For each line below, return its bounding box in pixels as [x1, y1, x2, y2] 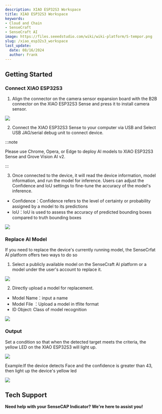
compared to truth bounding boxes [12, 215, 82, 221]
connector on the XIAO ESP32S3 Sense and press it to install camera [12, 101, 150, 107]
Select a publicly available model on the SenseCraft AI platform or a [12, 262, 147, 267]
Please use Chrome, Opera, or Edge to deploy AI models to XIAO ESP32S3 [5, 149, 153, 154]
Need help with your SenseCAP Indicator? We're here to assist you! [5, 404, 143, 410]
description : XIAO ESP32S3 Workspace [5, 7, 81, 12]
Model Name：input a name [12, 295, 68, 301]
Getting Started [5, 70, 53, 78]
